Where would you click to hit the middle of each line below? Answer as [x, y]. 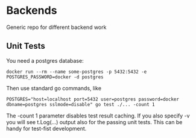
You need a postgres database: [45, 60]
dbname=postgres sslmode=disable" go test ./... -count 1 [81, 104]
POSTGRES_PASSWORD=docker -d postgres [55, 77]
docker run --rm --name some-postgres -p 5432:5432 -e [77, 72]
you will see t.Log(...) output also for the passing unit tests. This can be [94, 122]
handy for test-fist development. [46, 128]
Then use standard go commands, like [54, 88]
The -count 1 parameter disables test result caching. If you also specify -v [98, 116]
